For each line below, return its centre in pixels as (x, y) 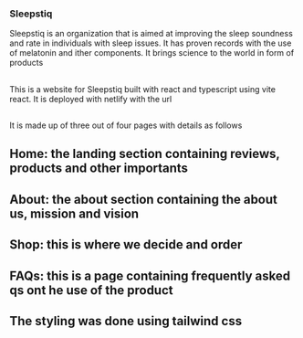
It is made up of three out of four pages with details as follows (126, 125)
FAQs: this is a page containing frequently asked (150, 275)
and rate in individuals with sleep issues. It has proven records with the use (151, 43)
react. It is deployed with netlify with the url (91, 99)
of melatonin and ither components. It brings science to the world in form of (152, 53)
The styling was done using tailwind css (126, 321)
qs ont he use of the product (91, 290)
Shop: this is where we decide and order (126, 245)
